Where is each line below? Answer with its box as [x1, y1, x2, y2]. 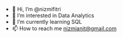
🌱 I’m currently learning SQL [11, 18, 83, 25]
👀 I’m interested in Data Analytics [11, 12, 95, 19]
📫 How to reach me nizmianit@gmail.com [11, 25, 117, 32]
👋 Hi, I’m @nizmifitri [11, 6, 61, 12]
